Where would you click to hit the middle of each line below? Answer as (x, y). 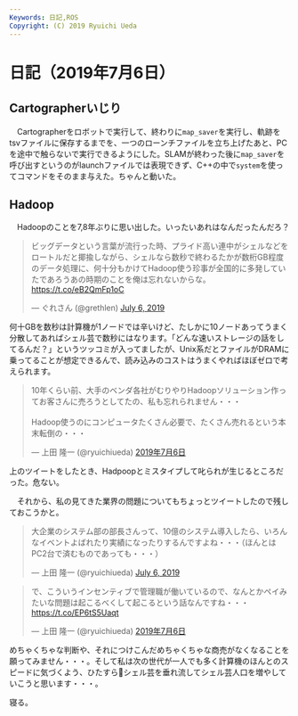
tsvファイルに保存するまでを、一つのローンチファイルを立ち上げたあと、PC (148, 143)
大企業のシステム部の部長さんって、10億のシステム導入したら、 (148, 531)
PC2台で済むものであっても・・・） (97, 554)
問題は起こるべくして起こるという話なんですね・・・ (152, 603)
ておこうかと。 (36, 513)
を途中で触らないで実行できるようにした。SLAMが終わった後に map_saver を (147, 153)
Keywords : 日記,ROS (44, 17)
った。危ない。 (36, 482)
